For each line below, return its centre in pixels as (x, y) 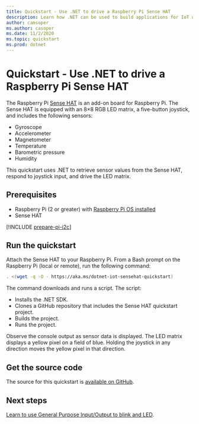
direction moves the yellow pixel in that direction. (66, 349)
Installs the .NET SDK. (41, 300)
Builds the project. (37, 319)
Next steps (27, 400)
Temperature (31, 146)
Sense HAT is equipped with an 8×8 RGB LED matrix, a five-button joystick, (98, 109)
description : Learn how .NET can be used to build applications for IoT (98, 17)
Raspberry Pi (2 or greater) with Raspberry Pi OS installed (85, 209)
